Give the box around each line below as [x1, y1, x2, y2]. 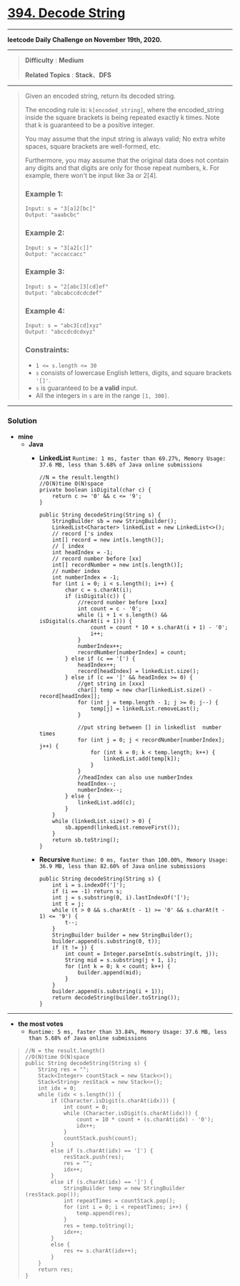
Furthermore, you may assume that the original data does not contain [24, 156, 229, 164]
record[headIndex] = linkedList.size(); [77, 667, 200, 674]
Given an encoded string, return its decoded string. [24, 91, 176, 100]
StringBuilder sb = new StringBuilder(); [52, 517, 177, 524]
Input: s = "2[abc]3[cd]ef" [24, 283, 109, 290]
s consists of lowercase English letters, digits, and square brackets [35, 369, 232, 377]
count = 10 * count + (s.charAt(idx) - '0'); [76, 1116, 214, 1123]
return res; [38, 1266, 74, 1273]
